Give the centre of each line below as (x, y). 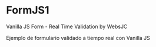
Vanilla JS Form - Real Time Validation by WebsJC (67, 26)
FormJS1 (28, 10)
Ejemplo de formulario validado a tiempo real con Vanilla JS (78, 38)
